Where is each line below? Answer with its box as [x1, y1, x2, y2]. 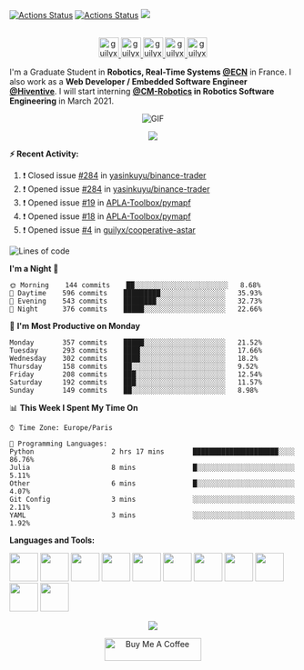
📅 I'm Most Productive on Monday [9, 321, 141, 331]
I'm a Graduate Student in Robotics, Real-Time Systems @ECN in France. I [9, 66, 291, 77]
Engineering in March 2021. [9, 95, 115, 106]
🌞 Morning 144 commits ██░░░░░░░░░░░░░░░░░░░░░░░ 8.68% [9, 281, 261, 290]
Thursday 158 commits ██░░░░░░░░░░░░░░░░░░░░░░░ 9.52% [9, 362, 258, 371]
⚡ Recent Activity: [9, 148, 79, 159]
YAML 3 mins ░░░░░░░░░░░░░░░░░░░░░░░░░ [9, 511, 296, 520]
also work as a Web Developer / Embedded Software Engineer [9, 76, 248, 86]
